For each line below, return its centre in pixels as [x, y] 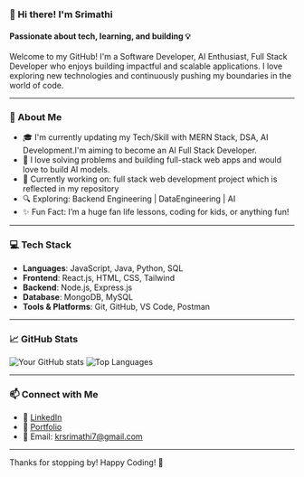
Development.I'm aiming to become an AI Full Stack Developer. [140, 150]
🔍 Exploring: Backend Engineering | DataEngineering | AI [129, 199]
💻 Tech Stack [41, 245]
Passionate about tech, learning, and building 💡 [100, 36]
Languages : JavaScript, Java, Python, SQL [103, 268]
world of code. [37, 86]
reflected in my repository [71, 189]
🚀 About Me [36, 117]
